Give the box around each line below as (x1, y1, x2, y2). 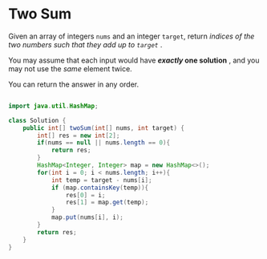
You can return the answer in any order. (8, 79, 139, 89)
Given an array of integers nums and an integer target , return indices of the (8, 31, 255, 41)
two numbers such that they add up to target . (8, 39, 163, 49)
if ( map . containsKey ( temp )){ (51, 184, 149, 192)
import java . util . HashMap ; (8, 102, 99, 110)
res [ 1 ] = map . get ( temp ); (65, 198, 149, 207)
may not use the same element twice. (8, 63, 132, 73)
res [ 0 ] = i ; (65, 191, 106, 199)
